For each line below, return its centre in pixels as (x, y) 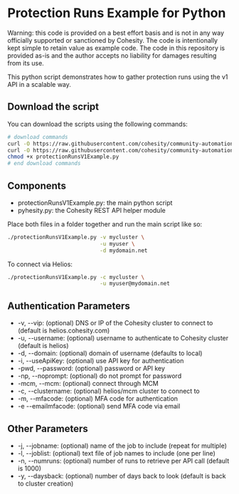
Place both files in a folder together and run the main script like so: (105, 224)
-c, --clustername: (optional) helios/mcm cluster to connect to (109, 391)
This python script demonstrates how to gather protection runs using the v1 (118, 77)
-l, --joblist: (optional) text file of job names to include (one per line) (116, 453)
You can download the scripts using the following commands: (98, 124)
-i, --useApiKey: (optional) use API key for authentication (101, 361)
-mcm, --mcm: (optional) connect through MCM (88, 384)
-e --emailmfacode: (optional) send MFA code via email (99, 406)
